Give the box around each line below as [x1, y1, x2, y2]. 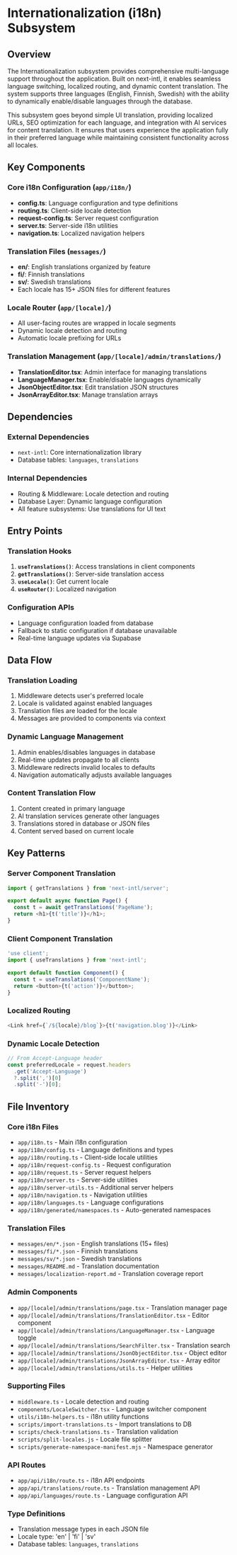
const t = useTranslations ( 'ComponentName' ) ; [13, 976, 151, 983]
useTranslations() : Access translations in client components [17, 562, 196, 571]
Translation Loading [7, 675, 78, 685]
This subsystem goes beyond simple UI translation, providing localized [7, 111, 214, 119]
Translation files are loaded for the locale [17, 707, 137, 715]
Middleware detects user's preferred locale [17, 692, 144, 700]
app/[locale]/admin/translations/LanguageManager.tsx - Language [17, 1326, 215, 1334]
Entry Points [7, 525, 63, 537]
